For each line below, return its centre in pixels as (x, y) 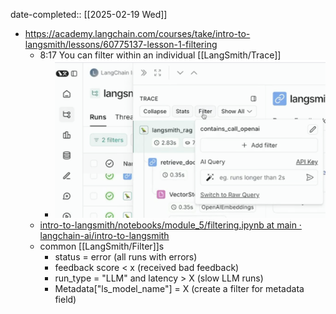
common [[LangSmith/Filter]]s (102, 246)
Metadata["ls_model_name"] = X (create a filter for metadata (179, 289)
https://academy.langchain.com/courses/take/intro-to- (137, 33)
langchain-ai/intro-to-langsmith (104, 236)
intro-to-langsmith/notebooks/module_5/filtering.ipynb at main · (170, 225)
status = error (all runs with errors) (126, 257)
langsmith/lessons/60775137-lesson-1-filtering (121, 44)
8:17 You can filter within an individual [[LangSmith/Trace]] (160, 55)
